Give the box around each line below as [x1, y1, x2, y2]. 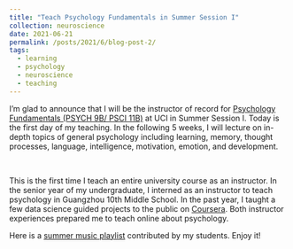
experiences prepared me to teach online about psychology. [9, 213, 229, 223]
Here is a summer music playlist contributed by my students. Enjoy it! [9, 230, 261, 240]
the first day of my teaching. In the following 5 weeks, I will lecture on [9, 121, 263, 133]
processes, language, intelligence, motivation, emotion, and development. [9, 141, 279, 152]
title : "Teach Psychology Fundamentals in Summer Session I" [9, 12, 240, 22]
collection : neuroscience [9, 21, 104, 30]
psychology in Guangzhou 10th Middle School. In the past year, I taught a [9, 194, 276, 205]
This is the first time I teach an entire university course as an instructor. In [9, 175, 277, 186]
